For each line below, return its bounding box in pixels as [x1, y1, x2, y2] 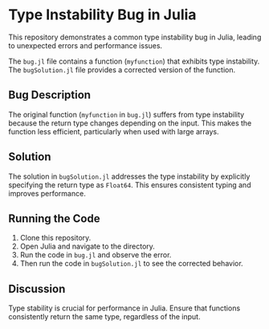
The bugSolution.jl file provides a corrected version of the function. [8, 64, 235, 74]
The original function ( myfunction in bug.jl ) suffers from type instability [8, 109, 245, 119]
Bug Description [8, 88, 91, 102]
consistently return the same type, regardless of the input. [8, 312, 201, 322]
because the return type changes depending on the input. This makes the [8, 118, 252, 128]
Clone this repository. [19, 233, 92, 243]
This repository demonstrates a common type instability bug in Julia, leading [8, 32, 262, 42]
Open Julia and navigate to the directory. [19, 241, 155, 251]
